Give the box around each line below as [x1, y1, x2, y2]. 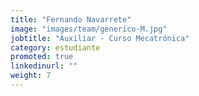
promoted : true [10, 52, 74, 62]
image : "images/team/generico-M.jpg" [10, 24, 168, 34]
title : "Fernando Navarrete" [10, 14, 132, 25]
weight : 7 [10, 71, 52, 81]
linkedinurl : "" [10, 61, 78, 71]
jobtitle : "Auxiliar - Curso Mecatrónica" [10, 33, 190, 43]
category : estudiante [10, 42, 101, 53]
